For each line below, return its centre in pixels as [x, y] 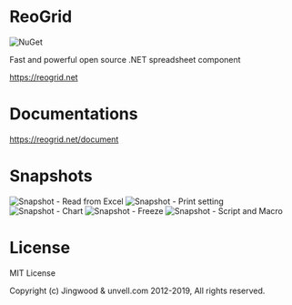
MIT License [33, 273]
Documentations [74, 114]
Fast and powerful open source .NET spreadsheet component [125, 59]
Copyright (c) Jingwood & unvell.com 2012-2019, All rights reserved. [137, 290]
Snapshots [51, 176]
